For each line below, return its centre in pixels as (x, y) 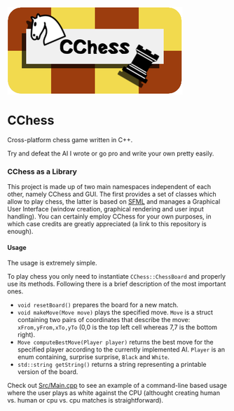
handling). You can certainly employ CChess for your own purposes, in (109, 216)
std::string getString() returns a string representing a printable (112, 365)
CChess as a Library (42, 172)
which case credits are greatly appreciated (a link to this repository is (107, 224)
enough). (20, 232)
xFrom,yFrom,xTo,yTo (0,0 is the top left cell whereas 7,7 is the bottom (117, 327)
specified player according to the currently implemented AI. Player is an (121, 349)
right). (26, 335)
